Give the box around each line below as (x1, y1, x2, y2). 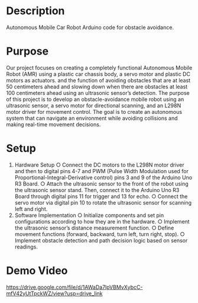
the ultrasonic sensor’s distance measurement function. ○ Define (14, 224, 174, 231)
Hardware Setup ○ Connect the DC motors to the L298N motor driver (14, 161, 184, 168)
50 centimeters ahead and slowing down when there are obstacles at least (6, 83, 188, 90)
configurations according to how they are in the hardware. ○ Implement (14, 218, 190, 225)
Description (6, 4, 65, 18)
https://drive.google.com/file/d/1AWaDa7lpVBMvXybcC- (6, 283, 143, 291)
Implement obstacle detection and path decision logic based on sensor (14, 237, 188, 244)
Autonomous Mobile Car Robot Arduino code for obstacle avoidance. (6, 24, 174, 31)
